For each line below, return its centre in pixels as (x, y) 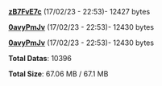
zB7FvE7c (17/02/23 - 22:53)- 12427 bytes (79, 12)
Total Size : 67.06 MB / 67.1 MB (58, 74)
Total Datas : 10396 (40, 58)
